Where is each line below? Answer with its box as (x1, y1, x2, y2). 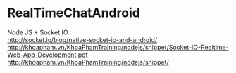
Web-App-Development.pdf (7, 51, 88, 59)
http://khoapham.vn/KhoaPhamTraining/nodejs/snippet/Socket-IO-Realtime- (7, 43, 229, 51)
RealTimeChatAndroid (7, 5, 141, 21)
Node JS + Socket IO (7, 28, 68, 36)
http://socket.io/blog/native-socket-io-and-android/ (7, 35, 157, 44)
